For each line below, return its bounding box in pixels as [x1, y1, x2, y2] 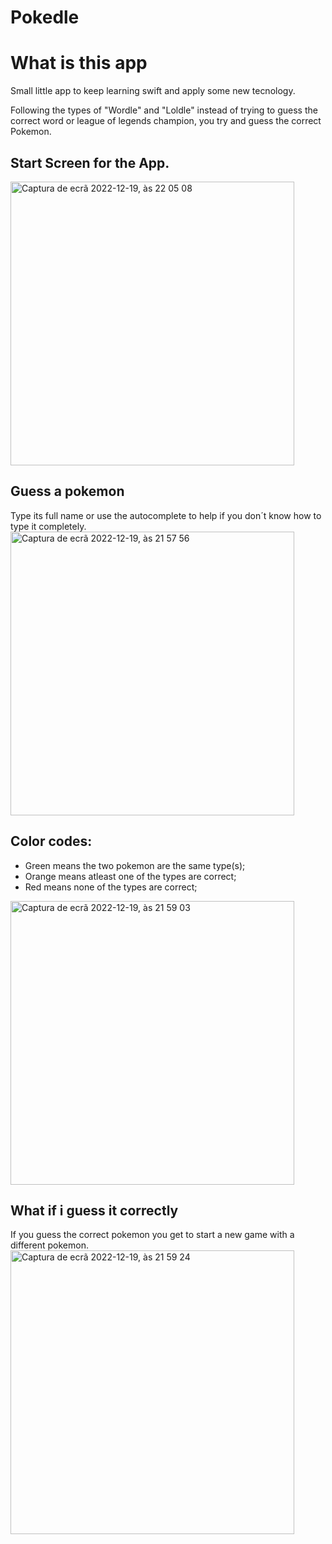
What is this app [10, 52, 148, 75]
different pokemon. [10, 1239, 89, 1251]
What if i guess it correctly [10, 1202, 179, 1219]
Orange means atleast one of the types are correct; [24, 870, 237, 882]
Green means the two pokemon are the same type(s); [24, 859, 246, 871]
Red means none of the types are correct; [24, 881, 198, 893]
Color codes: [10, 833, 93, 850]
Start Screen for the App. [10, 154, 170, 171]
